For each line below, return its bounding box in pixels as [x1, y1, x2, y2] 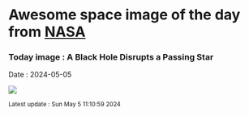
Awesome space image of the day [8, 6, 241, 24]
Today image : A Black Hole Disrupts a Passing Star [8, 52, 214, 63]
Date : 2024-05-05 [8, 70, 72, 80]
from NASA [8, 23, 86, 41]
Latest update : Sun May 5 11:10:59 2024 [8, 101, 122, 109]
